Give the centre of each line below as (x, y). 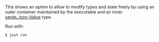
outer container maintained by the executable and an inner (64, 12)
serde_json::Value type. (29, 17)
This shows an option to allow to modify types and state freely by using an (80, 7)
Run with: (15, 26)
